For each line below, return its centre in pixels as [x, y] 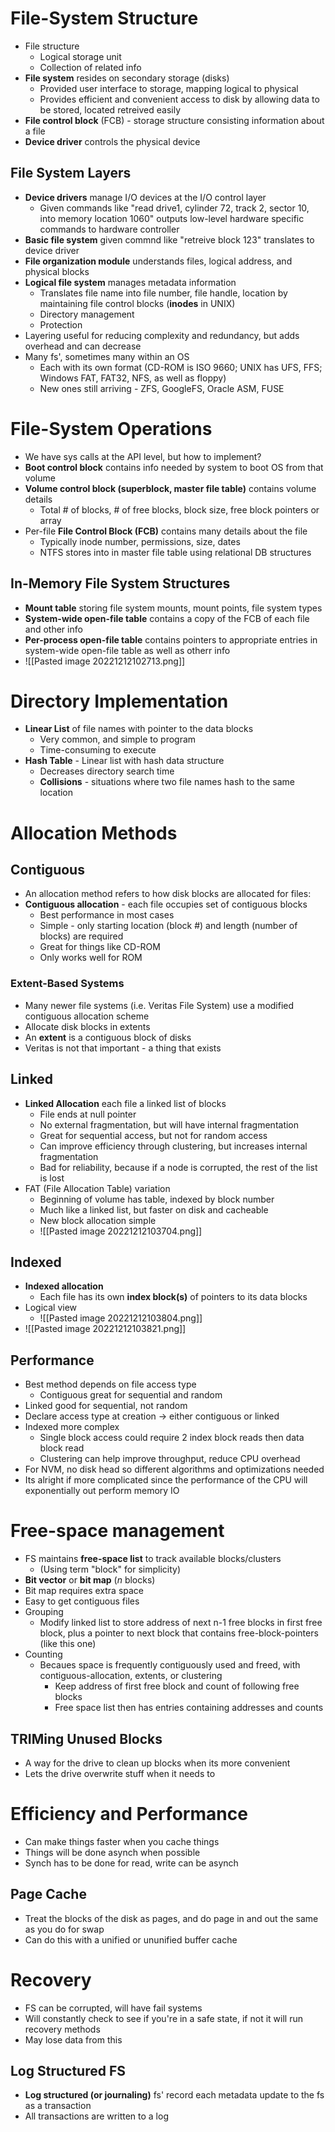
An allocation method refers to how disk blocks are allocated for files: [168, 894]
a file [35, 131]
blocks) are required [81, 936]
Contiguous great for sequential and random [131, 1395]
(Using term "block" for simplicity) [110, 1569]
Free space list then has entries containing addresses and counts [189, 1708]
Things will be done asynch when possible [112, 1852]
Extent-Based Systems [67, 984]
